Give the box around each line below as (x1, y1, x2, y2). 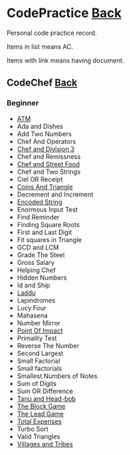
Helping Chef (16, 266, 56, 274)
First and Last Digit (16, 228, 72, 236)
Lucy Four (16, 303, 47, 312)
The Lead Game (16, 409, 64, 418)
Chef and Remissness (16, 152, 81, 161)
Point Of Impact (16, 326, 63, 335)
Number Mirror (16, 318, 61, 327)
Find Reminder (16, 212, 60, 221)
